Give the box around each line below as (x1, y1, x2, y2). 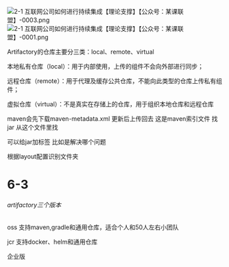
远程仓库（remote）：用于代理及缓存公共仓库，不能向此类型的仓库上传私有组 (7, 77, 223, 85)
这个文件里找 (21, 124, 58, 131)
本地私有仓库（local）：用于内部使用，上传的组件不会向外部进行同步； (7, 62, 204, 70)
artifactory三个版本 (7, 200, 62, 209)
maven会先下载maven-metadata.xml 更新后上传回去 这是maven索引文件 (7, 115, 210, 123)
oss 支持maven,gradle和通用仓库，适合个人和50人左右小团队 (7, 223, 180, 231)
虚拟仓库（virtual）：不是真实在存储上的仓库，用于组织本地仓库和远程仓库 (7, 100, 214, 108)
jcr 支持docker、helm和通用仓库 (7, 237, 98, 246)
